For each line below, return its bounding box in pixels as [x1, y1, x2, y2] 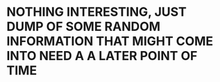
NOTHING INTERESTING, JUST [6, 4, 187, 20]
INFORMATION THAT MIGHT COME [6, 34, 214, 49]
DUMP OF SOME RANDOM [6, 19, 161, 34]
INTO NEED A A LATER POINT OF [6, 48, 198, 64]
